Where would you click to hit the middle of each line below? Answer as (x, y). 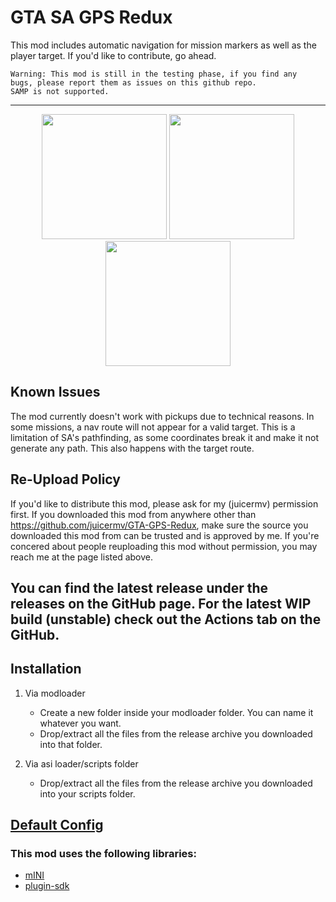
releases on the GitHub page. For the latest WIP (161, 603)
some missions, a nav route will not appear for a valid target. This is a (153, 427)
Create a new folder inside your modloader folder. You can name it (176, 712)
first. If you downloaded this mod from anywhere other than (133, 514)
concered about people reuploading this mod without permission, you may (164, 546)
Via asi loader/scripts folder (81, 763)
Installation (46, 669)
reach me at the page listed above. (81, 557)
